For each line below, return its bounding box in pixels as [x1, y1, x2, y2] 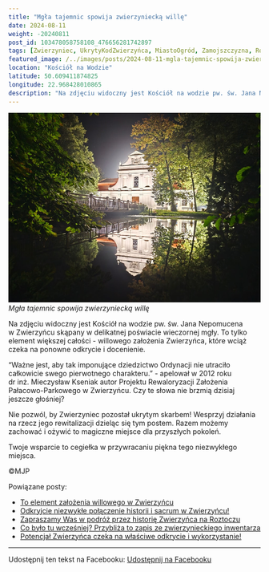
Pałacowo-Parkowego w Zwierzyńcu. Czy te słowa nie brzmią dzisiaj [8, 385, 235, 395]
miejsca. [8, 450, 36, 460]
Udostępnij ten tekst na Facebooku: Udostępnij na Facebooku [8, 554, 212, 564]
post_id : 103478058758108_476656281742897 [8, 39, 152, 47]
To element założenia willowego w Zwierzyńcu [19, 497, 175, 507]
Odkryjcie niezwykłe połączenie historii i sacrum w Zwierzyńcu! [19, 505, 230, 515]
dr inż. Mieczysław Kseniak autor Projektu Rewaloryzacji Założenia [8, 377, 228, 387]
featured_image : [8, 55, 62, 63]
